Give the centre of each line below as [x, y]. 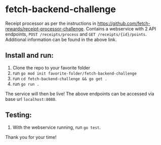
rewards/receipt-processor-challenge [44, 28]
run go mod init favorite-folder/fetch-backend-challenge [74, 73]
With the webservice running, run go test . [57, 127]
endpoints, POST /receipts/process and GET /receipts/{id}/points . [76, 34]
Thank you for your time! [31, 137]
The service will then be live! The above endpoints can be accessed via [80, 94]
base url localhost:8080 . [31, 99]
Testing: [18, 115]
